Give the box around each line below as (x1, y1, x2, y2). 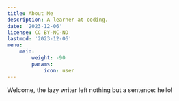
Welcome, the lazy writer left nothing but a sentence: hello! (7, 86, 173, 94)
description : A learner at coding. (7, 16, 109, 23)
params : (31, 61, 53, 68)
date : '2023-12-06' (7, 23, 63, 29)
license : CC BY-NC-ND (7, 29, 69, 36)
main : (19, 48, 36, 55)
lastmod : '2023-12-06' (7, 35, 72, 42)
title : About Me (7, 10, 53, 17)
